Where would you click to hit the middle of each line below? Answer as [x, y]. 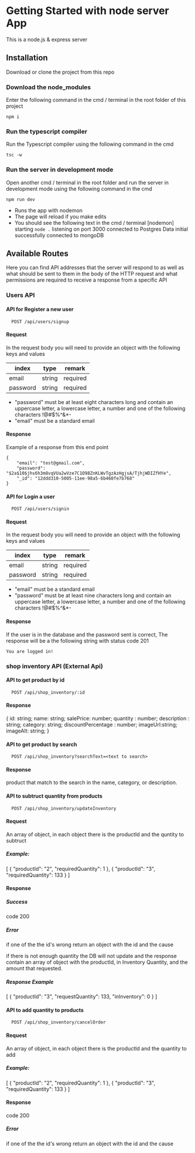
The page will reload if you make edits [60, 216]
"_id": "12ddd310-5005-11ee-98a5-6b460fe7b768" [76, 478]
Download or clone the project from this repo [60, 72]
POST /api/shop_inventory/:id [48, 692]
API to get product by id [35, 680]
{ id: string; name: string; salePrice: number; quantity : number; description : [98, 718]
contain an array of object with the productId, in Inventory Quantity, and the [97, 962]
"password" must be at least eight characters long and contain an [94, 402]
